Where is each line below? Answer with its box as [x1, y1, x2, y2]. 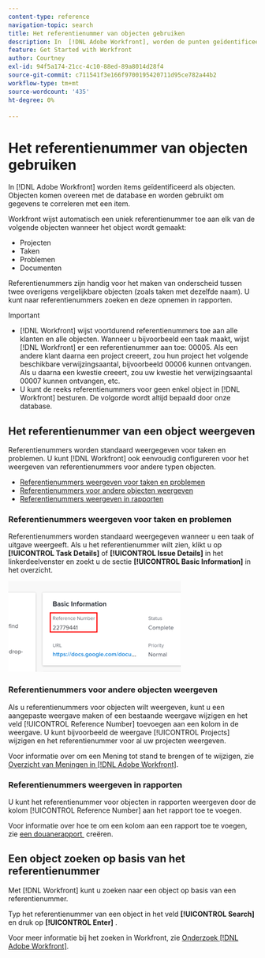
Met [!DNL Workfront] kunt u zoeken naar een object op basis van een [8, 885, 237, 895]
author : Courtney [8, 54, 65, 62]
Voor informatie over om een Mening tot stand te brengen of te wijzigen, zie [8, 751, 255, 761]
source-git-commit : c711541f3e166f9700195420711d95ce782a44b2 [8, 71, 217, 79]
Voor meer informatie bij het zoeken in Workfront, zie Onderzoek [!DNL [8, 933, 239, 942]
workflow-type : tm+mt [8, 79, 80, 87]
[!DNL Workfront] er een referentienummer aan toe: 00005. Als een [19, 343, 238, 352]
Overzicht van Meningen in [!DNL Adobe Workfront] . [8, 759, 179, 769]
